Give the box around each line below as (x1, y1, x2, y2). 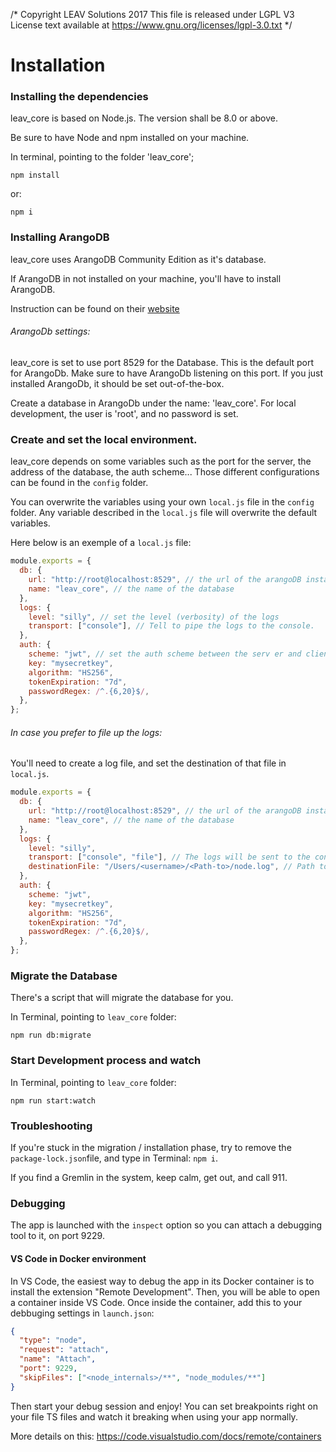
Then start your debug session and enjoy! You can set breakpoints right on (10, 1400, 318, 1412)
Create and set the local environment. (10, 432, 198, 446)
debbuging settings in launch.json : (10, 1307, 155, 1319)
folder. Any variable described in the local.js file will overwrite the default (10, 507, 318, 519)
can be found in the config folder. (10, 477, 149, 489)
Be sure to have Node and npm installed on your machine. (10, 132, 250, 144)
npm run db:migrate (10, 1030, 92, 1041)
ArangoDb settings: (10, 325, 91, 338)
